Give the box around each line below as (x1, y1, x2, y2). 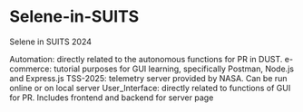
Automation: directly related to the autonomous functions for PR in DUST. (9, 53, 283, 64)
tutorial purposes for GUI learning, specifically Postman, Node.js (54, 63, 295, 74)
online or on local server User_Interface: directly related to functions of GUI (9, 82, 291, 93)
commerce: (9, 63, 53, 74)
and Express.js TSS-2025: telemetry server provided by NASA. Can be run (9, 72, 288, 83)
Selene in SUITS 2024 (9, 36, 93, 47)
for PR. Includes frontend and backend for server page (9, 92, 214, 103)
